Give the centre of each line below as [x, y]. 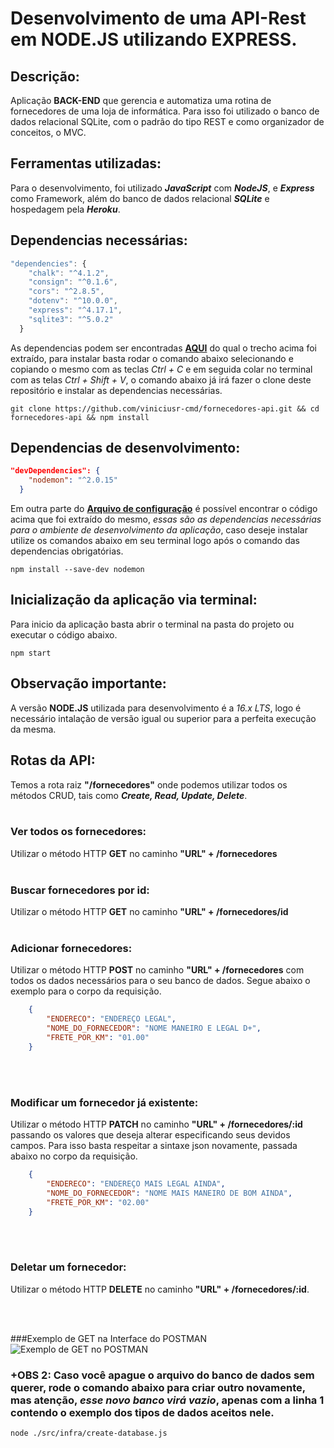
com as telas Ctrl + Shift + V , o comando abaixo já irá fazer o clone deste [161, 379]
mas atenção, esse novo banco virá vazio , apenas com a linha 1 [167, 1400]
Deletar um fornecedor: [68, 1267]
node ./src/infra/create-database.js [89, 1433]
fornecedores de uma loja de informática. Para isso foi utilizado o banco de [165, 111]
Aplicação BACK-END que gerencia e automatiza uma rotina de [141, 100]
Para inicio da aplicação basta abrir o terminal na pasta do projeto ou [152, 624]
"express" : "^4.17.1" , [75, 310]
